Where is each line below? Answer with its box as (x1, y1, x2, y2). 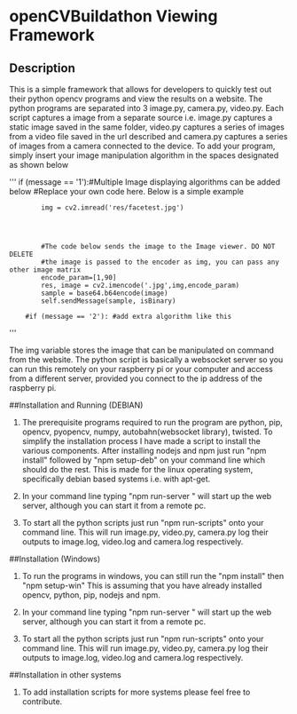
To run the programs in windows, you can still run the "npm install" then (21, 571, 285, 581)
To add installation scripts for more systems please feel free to (21, 686, 251, 697)
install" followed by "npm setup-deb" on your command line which (21, 455, 266, 465)
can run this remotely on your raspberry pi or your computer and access (9, 364, 273, 374)
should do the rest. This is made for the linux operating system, (21, 464, 254, 474)
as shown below (9, 160, 69, 170)
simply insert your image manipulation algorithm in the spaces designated (9, 150, 279, 161)
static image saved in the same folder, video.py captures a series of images (9, 122, 285, 132)
